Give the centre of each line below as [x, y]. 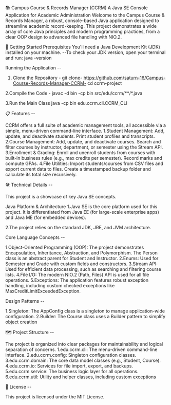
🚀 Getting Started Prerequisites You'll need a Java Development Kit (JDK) [83, 47]
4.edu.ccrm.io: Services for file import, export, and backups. [69, 366]
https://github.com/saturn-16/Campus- [125, 78]
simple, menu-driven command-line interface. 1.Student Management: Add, [85, 131]
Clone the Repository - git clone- [47, 78]
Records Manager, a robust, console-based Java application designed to [82, 21]
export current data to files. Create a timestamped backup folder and [78, 169]
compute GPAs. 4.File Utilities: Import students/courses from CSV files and [84, 163]
